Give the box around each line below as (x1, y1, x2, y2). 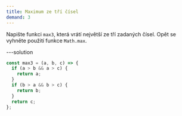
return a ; (17, 71, 42, 77)
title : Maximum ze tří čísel (6, 8, 79, 15)
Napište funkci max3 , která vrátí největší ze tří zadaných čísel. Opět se (6, 30, 177, 37)
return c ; (11, 99, 36, 105)
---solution (6, 48, 33, 55)
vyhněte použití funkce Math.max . (6, 37, 87, 44)
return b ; (17, 87, 42, 93)
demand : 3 (6, 14, 31, 20)
